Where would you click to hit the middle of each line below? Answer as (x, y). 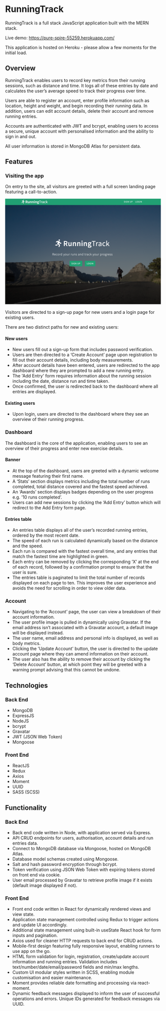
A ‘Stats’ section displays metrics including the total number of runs (81, 481)
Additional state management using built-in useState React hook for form (86, 930)
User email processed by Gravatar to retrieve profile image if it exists (82, 880)
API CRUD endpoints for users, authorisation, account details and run (83, 838)
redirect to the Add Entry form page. (49, 507)
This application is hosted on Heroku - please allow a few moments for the (81, 47)
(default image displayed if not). (45, 885)
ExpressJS (23, 716)
